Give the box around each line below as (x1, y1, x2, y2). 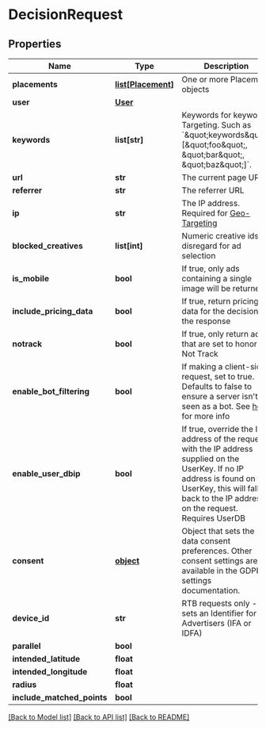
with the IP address (181, 444, 253, 454)
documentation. (181, 585, 241, 596)
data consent (181, 536, 231, 546)
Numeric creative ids (181, 231, 259, 241)
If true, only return (181, 329, 249, 339)
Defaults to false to (181, 381, 252, 391)
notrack (12, 338, 42, 349)
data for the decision (181, 306, 259, 316)
